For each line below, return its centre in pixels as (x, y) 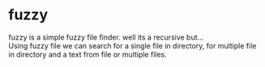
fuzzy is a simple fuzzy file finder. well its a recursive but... (106, 37)
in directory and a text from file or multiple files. (88, 54)
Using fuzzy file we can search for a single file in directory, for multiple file (132, 45)
